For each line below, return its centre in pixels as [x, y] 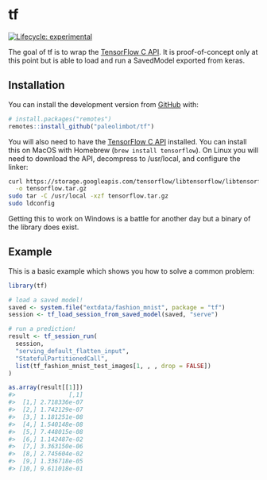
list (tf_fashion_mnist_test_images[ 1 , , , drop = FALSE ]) [114, 366]
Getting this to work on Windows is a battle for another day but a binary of [130, 219]
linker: [18, 167]
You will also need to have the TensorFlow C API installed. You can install [128, 141]
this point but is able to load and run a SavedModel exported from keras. [127, 60]
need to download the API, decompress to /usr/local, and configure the [124, 158]
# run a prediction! [43, 329]
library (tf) [28, 286]
